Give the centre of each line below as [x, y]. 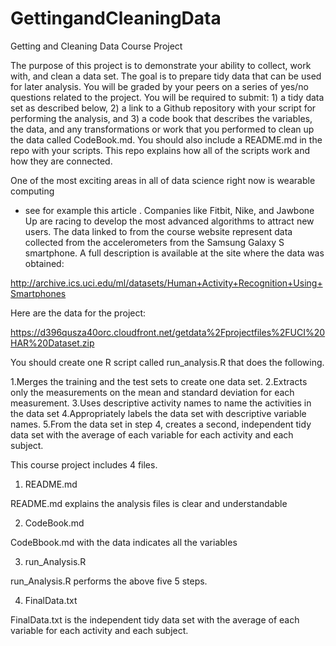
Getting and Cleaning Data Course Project [96, 46]
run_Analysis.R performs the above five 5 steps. [109, 581]
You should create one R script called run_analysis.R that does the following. [167, 362]
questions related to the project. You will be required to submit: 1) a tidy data [167, 97]
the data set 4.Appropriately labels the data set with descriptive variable [158, 413]
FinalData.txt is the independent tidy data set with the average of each [155, 619]
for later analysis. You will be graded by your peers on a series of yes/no [159, 86]
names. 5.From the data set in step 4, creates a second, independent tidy [161, 424]
